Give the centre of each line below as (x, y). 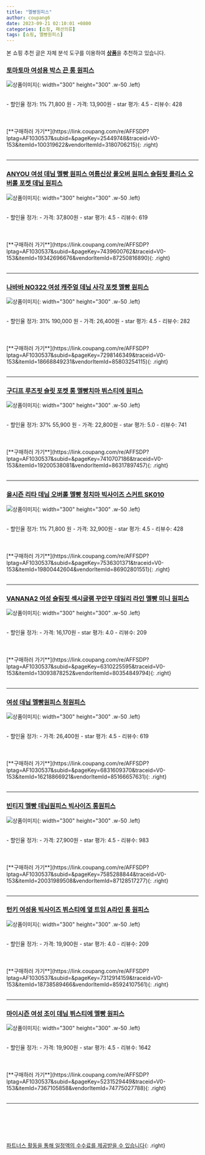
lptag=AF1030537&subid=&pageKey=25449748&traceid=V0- (83, 138)
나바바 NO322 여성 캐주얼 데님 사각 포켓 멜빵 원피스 (78, 287)
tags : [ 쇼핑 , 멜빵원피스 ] (35, 35)
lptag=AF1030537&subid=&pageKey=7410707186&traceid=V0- (85, 459)
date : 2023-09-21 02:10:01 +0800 (49, 23)
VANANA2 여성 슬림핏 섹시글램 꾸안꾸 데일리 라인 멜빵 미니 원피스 (98, 599)
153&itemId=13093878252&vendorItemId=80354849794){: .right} (89, 673)
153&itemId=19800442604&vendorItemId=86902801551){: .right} (88, 569)
